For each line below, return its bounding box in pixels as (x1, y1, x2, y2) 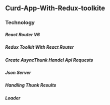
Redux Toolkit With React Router (5, 44, 74, 50)
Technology (5, 19, 35, 26)
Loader (5, 95, 21, 101)
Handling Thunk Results (5, 82, 56, 88)
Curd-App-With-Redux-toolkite (5, 4, 105, 13)
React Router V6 (5, 31, 40, 37)
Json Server (5, 70, 31, 76)
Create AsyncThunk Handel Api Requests (5, 57, 93, 63)
